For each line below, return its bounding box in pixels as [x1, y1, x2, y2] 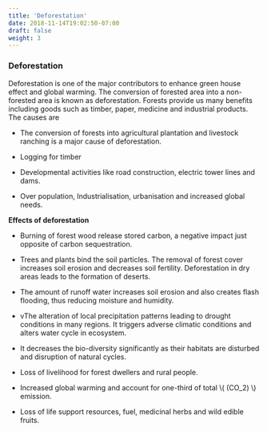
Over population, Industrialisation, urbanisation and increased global [19, 191, 245, 200]
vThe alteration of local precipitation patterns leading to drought [19, 310, 231, 320]
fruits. [19, 415, 40, 425]
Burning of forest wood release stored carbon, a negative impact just [19, 231, 248, 240]
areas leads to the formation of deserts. [19, 271, 150, 281]
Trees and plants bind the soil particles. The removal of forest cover [19, 255, 244, 264]
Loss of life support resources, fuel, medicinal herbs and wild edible [19, 406, 244, 416]
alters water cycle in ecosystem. [19, 328, 127, 338]
